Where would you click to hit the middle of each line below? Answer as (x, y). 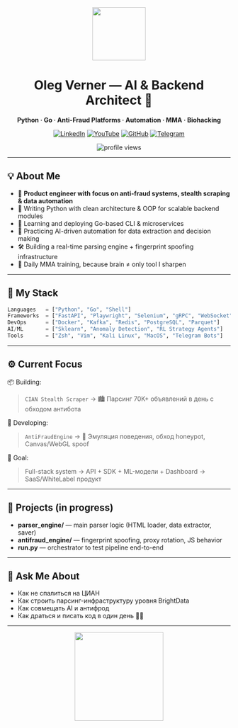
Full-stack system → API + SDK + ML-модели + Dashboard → (115, 471)
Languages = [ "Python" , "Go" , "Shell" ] (69, 309)
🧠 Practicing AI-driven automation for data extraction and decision (114, 231)
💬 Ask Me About (44, 576)
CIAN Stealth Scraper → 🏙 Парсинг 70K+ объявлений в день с (119, 399)
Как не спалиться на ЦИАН (59, 593)
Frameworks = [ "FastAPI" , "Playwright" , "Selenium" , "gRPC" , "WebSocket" (120, 316)
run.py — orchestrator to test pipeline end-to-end (91, 547)
